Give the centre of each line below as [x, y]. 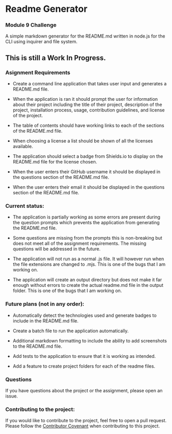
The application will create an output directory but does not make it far [87, 280]
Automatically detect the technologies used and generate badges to [84, 315]
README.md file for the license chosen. [55, 162]
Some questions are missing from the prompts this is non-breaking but [88, 238]
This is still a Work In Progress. [56, 58]
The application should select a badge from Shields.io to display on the [88, 156]
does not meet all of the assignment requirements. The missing [79, 243]
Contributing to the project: [40, 409]
